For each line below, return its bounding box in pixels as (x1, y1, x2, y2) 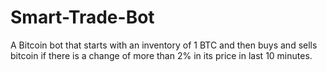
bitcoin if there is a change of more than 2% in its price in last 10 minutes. (10, 49, 313, 61)
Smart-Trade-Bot (10, 6, 155, 29)
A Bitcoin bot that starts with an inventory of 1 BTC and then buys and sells (10, 39, 318, 51)
